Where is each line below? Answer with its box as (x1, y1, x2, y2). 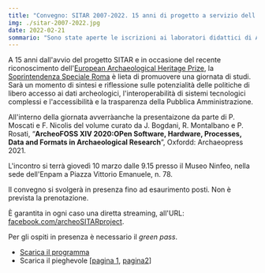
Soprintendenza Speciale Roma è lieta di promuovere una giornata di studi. (8, 72, 252, 81)
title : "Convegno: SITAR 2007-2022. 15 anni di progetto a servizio (8, 11, 238, 20)
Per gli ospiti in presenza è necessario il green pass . (8, 232, 178, 241)
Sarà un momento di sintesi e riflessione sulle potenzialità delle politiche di (8, 80, 250, 90)
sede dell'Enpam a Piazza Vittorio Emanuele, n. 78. (8, 170, 174, 179)
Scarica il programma (19, 248, 90, 257)
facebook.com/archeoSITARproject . (8, 217, 125, 226)
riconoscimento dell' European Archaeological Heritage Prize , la (8, 64, 215, 73)
